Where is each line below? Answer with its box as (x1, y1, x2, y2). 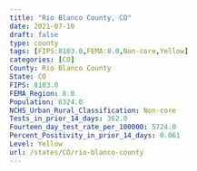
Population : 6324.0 (9, 97, 84, 107)
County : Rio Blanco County (9, 64, 112, 73)
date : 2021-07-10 (9, 22, 75, 31)
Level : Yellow (9, 139, 64, 148)
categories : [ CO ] (9, 55, 75, 64)
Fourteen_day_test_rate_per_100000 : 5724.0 (9, 123, 177, 132)
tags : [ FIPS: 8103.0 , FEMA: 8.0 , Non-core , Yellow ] (9, 47, 189, 56)
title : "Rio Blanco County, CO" (9, 13, 132, 23)
